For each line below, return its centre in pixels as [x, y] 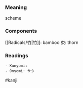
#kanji [11, 80]
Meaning [16, 7]
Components [21, 31]
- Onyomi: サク [20, 71]
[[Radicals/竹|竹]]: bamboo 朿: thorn [42, 42]
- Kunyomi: [16, 66]
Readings [17, 55]
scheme [13, 18]
